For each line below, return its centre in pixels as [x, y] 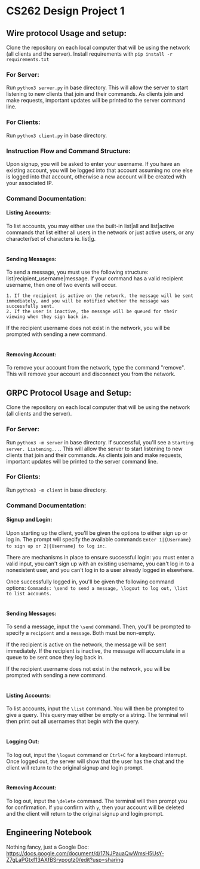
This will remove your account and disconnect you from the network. [91, 374]
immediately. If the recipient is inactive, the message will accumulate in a [96, 651]
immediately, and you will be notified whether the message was [88, 301]
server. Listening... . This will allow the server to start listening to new [95, 449]
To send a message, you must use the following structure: [77, 272]
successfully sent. [30, 307]
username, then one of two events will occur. [62, 285]
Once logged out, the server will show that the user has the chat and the [95, 761]
